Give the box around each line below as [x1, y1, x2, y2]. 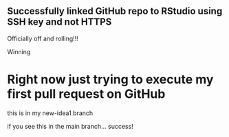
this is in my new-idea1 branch [7, 109, 94, 117]
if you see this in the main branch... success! [7, 122, 134, 130]
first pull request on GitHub [7, 86, 166, 101]
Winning [7, 47, 31, 55]
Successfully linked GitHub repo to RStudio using [7, 5, 223, 17]
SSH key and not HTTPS [7, 16, 112, 28]
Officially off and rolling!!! [7, 34, 79, 42]
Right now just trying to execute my [7, 72, 214, 87]
